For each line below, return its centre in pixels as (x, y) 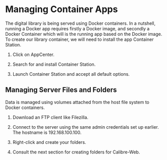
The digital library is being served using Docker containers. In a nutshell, (80, 23)
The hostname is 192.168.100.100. (47, 132)
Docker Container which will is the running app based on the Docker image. (84, 34)
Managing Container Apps (62, 9)
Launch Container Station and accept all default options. (71, 74)
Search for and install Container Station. (54, 64)
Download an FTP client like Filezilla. (50, 117)
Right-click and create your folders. (49, 142)
